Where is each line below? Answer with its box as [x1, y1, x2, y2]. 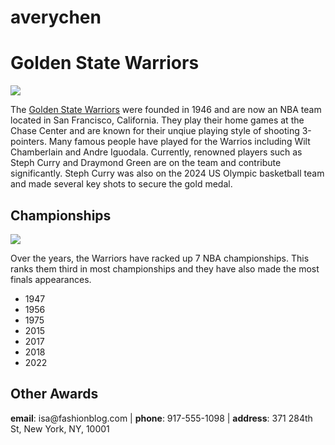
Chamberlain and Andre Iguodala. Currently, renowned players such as [10, 146, 303, 158]
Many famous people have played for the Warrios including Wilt [48, 136, 311, 148]
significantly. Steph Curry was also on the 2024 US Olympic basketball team [10, 167, 325, 180]
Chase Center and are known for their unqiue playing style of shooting [10, 125, 300, 137]
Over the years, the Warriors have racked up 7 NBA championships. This [10, 252, 310, 264]
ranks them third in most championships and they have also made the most [10, 262, 320, 275]
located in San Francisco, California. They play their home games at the [10, 114, 305, 126]
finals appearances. [10, 273, 92, 285]
